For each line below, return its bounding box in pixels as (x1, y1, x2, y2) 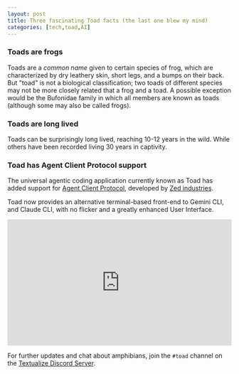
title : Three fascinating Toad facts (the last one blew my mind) (7, 17, 208, 24)
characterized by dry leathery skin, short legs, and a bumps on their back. (7, 70, 224, 79)
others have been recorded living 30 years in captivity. (7, 142, 167, 151)
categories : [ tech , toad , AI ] (7, 23, 91, 31)
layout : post (7, 10, 46, 18)
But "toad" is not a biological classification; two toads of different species (7, 78, 223, 87)
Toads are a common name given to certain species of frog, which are (7, 63, 213, 72)
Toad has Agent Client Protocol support (7, 160, 147, 170)
